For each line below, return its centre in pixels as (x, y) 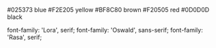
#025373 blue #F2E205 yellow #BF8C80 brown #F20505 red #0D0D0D (108, 10)
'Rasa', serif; (25, 37)
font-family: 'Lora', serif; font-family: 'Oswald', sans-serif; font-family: (105, 30)
